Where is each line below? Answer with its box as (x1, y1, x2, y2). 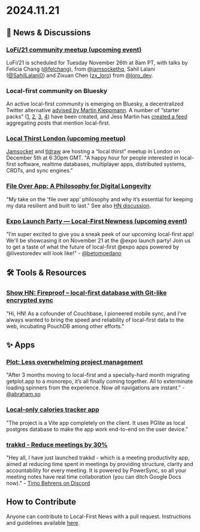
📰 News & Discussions (6, 28, 91, 38)
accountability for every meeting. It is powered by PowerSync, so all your (6, 467, 187, 474)
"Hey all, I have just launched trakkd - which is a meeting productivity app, (6, 454, 190, 461)
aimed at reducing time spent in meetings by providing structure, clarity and (6, 461, 193, 468)
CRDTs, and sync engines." (6, 167, 74, 174)
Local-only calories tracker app (6, 406, 99, 414)
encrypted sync (6, 296, 54, 304)
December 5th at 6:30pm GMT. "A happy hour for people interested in (6, 154, 178, 162)
